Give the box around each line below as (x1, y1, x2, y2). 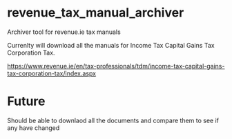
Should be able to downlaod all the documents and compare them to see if (7, 116, 220, 124)
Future (7, 93, 46, 109)
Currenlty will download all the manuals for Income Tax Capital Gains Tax (7, 41, 215, 49)
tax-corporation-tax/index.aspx (7, 69, 97, 77)
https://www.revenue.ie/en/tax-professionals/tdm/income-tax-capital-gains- (7, 62, 225, 70)
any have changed (7, 123, 60, 132)
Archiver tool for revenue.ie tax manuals (7, 28, 121, 36)
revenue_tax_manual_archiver (7, 5, 184, 21)
